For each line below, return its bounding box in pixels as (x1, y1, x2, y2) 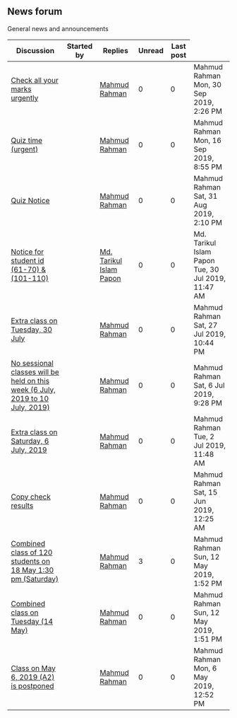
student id (11, 255, 44, 265)
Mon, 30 (193, 79, 222, 89)
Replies (102, 45, 128, 55)
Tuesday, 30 (11, 325, 53, 335)
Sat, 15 (193, 487, 218, 497)
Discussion (16, 45, 55, 55)
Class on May (11, 663, 56, 673)
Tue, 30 (193, 265, 219, 274)
